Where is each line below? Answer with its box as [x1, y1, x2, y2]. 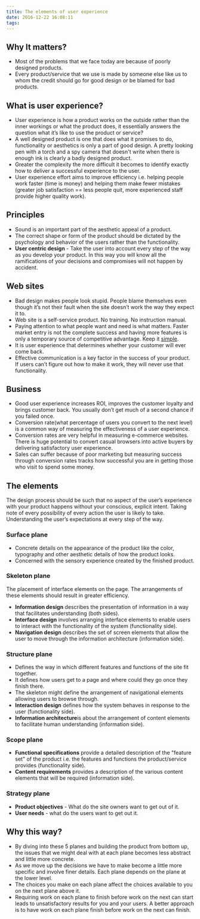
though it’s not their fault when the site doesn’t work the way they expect [14, 303, 195, 311]
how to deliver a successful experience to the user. [14, 167, 141, 174]
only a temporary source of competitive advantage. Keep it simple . [14, 335, 179, 342]
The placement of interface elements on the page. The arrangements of [6, 585, 183, 592]
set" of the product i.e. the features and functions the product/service [14, 755, 187, 762]
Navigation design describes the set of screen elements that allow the [14, 629, 189, 636]
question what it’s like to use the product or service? [14, 129, 144, 136]
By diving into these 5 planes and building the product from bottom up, [14, 843, 189, 850]
